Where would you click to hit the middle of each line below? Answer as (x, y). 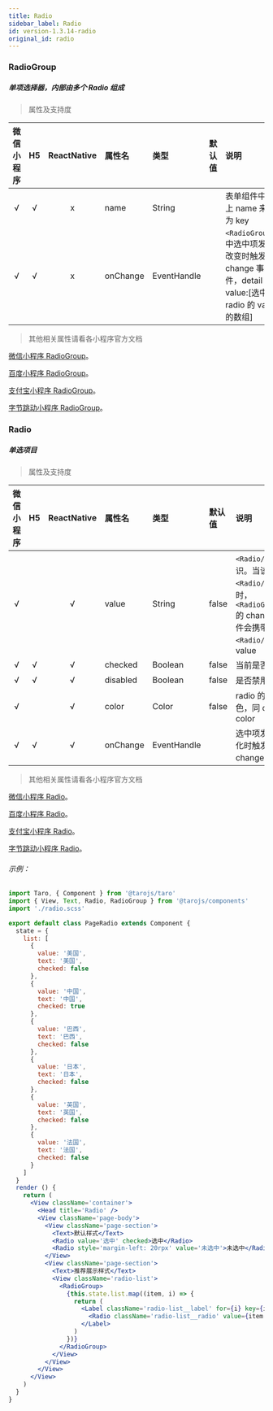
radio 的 (240, 305)
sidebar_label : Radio (45, 24)
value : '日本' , (62, 1067)
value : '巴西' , (62, 1030)
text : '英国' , (60, 1112)
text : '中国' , (60, 999)
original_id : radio (41, 39)
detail (252, 281)
